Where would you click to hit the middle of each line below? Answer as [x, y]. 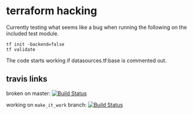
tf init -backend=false [35, 44]
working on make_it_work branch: [46, 105]
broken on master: [28, 93]
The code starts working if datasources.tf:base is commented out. [86, 60]
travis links [27, 79]
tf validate [21, 49]
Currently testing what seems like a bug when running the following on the [97, 27]
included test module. [32, 33]
